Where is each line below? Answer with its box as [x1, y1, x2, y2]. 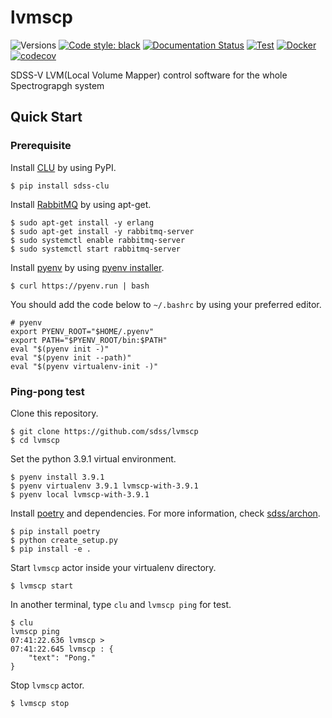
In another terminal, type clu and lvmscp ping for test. [10, 598, 232, 610]
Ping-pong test [10, 384, 85, 398]
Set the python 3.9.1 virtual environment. [10, 452, 177, 465]
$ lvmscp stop [10, 698, 70, 708]
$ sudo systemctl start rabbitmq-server [10, 244, 182, 254]
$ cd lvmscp [10, 435, 60, 445]
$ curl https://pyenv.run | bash [10, 281, 150, 291]
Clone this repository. [10, 407, 99, 419]
